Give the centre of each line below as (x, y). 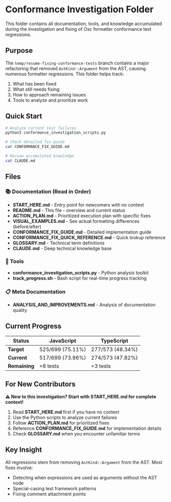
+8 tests (49, 366)
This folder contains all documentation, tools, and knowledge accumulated (84, 24)
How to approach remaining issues (49, 95)
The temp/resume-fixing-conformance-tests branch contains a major (77, 63)
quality (20, 310)
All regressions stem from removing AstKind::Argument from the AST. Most (84, 462)
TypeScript (115, 341)
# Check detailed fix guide (35, 142)
